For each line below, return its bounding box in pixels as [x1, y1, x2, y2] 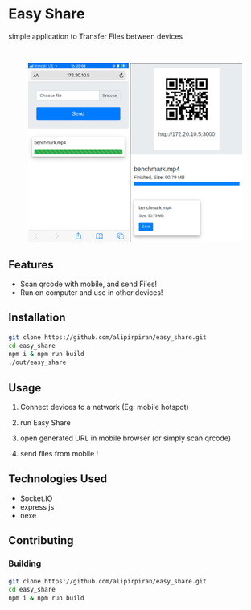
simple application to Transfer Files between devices [8, 31, 183, 41]
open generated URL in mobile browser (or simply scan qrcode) [19, 433, 232, 443]
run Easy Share [19, 418, 71, 428]
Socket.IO [19, 493, 53, 503]
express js [19, 502, 55, 511]
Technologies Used [8, 472, 107, 486]
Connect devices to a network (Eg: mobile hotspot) [19, 403, 189, 412]
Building [8, 558, 42, 569]
